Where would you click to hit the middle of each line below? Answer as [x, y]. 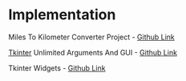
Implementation [62, 15]
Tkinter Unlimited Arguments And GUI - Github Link [93, 52]
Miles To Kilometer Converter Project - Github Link [91, 37]
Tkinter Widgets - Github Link [57, 68]
